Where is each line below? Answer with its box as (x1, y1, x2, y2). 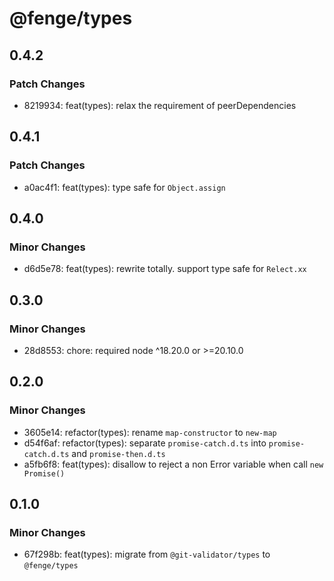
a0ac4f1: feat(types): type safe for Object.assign (23, 181, 226, 193)
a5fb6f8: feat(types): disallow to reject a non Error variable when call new (23, 458, 324, 470)
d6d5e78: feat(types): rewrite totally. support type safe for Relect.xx (23, 263, 307, 275)
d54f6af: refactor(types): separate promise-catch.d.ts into (23, 437, 267, 449)
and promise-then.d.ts (71, 447, 166, 459)
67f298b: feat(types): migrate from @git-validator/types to (23, 548, 271, 561)
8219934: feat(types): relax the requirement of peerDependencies (23, 99, 297, 111)
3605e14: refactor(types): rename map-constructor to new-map (23, 426, 277, 438)
